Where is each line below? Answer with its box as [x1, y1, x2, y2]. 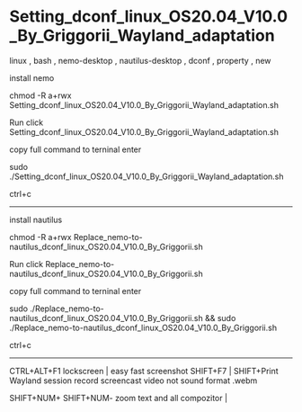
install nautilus [9, 214, 63, 225]
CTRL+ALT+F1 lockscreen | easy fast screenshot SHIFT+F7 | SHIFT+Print [9, 365, 279, 376]
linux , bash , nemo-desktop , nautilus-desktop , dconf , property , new [9, 55, 271, 66]
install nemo [9, 72, 55, 83]
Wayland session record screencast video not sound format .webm [9, 375, 258, 386]
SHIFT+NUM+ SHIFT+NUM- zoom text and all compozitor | [9, 392, 227, 403]
